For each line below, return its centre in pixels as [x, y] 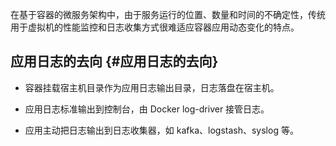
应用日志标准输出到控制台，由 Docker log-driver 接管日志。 [147, 109]
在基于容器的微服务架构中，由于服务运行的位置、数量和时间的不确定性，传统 [168, 14]
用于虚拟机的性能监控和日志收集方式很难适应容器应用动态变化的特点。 [155, 27]
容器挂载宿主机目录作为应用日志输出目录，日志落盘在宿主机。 [152, 87]
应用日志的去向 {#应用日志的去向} [114, 61]
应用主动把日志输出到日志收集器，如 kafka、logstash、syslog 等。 [161, 130]
